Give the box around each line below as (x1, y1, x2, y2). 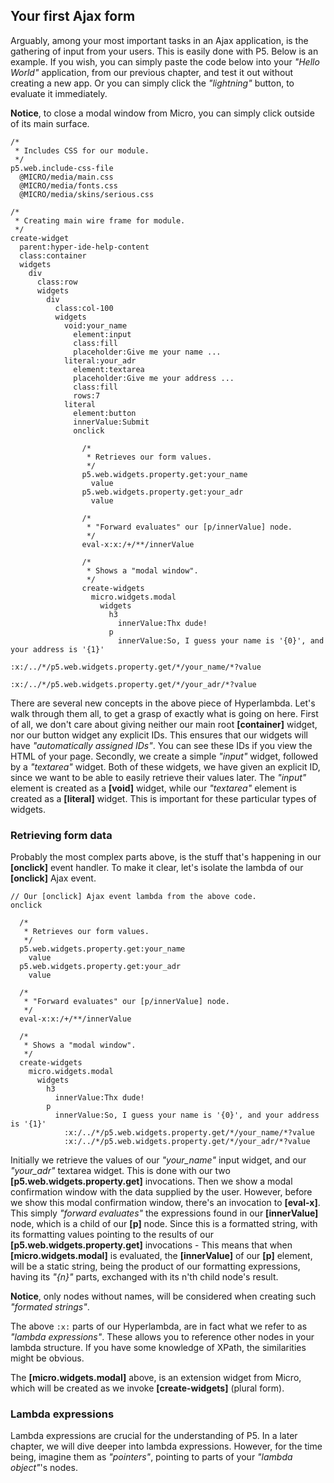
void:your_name (63, 320, 128, 331)
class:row (36, 277, 78, 287)
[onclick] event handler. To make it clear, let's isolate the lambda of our (10, 862, 304, 874)
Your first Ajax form (10, 8, 136, 25)
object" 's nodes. (10, 1462, 78, 1474)
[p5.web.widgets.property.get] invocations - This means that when (10, 1239, 293, 1251)
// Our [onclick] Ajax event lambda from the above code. (10, 892, 257, 902)
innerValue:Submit (73, 417, 150, 427)
